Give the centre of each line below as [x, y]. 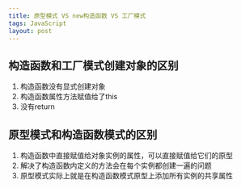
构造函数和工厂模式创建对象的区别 [93, 65]
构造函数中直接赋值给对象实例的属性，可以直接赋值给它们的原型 [126, 155]
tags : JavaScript [38, 23]
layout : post [30, 31]
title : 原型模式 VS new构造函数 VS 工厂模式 [77, 16]
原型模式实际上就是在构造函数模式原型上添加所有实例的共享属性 [126, 175]
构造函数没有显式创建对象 [63, 86]
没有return [37, 107]
